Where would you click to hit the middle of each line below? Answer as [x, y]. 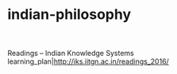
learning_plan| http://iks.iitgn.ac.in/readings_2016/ [88, 61]
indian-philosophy [69, 15]
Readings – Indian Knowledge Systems [71, 53]
